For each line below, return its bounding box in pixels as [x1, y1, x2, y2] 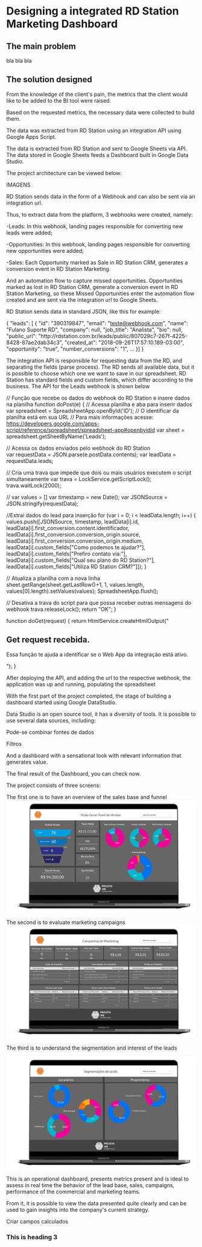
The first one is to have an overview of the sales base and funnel [6, 793, 167, 800]
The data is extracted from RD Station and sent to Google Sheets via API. [6, 145, 188, 152]
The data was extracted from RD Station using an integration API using [6, 127, 182, 134]
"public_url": [6, 332, 37, 339]
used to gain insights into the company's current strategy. [6, 1206, 150, 1213]
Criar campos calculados [6, 1217, 68, 1225]
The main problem [6, 41, 77, 51]
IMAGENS [6, 181, 31, 188]
